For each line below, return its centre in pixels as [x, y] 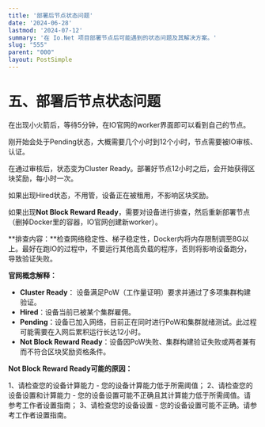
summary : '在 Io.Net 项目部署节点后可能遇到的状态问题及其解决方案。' [113, 38]
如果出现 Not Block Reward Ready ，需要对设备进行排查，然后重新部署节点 [129, 212]
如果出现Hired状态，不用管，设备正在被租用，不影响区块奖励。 [111, 195]
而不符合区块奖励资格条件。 [65, 351]
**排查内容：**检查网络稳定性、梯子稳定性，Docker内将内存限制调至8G [125, 238]
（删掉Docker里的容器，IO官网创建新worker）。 [85, 222]
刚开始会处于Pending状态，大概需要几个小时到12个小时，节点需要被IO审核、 [132, 141]
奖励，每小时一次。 [46, 178]
